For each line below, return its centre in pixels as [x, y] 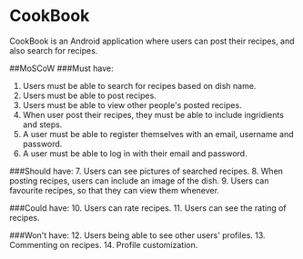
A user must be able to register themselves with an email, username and [158, 134]
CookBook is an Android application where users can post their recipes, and [152, 41]
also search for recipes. [54, 50]
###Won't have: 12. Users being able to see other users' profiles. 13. [137, 235]
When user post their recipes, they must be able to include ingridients [153, 115]
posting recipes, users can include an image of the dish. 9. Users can [139, 180]
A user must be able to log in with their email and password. [135, 153]
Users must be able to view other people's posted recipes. [132, 105]
